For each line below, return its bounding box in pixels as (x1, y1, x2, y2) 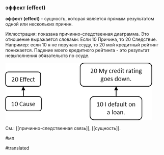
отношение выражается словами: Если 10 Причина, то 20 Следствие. (5, 36, 157, 42)
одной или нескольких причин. (5, 21, 73, 27)
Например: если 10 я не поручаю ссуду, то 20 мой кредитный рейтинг (5, 42, 159, 48)
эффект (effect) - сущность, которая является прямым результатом (5, 16, 154, 22)
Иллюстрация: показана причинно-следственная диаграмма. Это (5, 31, 149, 37)
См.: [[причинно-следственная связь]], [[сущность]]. (5, 125, 121, 132)
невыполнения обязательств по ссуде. (5, 53, 90, 59)
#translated (5, 145, 30, 151)
